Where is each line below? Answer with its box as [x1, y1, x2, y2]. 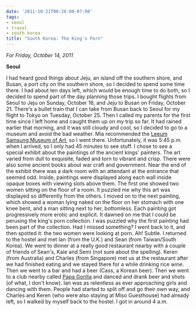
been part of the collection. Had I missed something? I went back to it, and [6, 223, 185, 230]
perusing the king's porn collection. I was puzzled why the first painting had [6, 217, 189, 224]
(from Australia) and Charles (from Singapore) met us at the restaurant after [6, 255, 188, 261]
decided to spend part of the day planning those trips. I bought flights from [6, 93, 187, 100]
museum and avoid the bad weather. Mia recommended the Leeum [6, 130, 168, 137]
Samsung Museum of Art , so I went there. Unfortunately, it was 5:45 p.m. [6, 137, 183, 143]
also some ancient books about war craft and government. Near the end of [6, 161, 186, 168]
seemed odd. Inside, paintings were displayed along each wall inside [6, 174, 171, 181]
